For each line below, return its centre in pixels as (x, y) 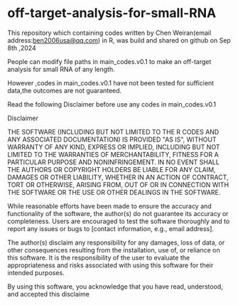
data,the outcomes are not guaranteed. (65, 90)
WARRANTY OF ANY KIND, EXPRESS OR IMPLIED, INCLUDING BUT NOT (114, 146)
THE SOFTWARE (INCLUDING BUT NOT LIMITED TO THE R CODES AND (113, 132)
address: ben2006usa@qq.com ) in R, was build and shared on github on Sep (119, 40)
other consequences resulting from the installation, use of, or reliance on (114, 250)
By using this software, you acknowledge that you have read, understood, (115, 287)
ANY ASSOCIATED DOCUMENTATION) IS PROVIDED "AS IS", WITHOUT (112, 139)
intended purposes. (36, 272)
